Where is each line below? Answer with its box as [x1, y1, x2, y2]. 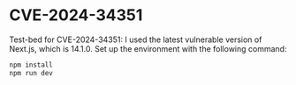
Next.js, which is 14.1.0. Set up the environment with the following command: [9, 43, 287, 53]
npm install [9, 60, 53, 69]
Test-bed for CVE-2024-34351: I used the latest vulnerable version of [9, 34, 262, 45]
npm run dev [9, 68, 53, 77]
